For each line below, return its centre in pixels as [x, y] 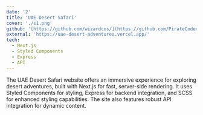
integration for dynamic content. [46, 105]
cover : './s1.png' [29, 23]
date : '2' [19, 12]
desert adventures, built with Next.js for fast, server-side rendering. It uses [99, 86]
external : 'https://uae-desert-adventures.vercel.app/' [78, 34]
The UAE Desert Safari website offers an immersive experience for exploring [101, 80]
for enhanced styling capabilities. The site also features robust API [89, 99]
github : [16, 29]
